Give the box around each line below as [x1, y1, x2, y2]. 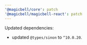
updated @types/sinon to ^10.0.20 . [11, 34, 83, 40]
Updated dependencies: [4, 25, 54, 30]
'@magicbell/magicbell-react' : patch [4, 12, 83, 16]
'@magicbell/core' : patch [4, 7, 58, 12]
